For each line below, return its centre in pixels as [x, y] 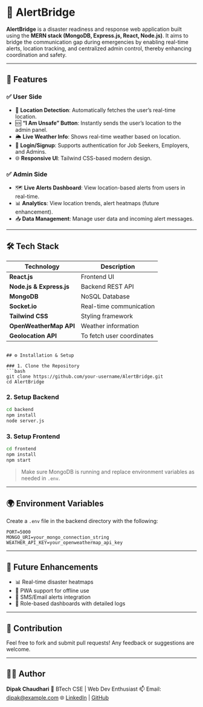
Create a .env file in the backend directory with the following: [82, 521]
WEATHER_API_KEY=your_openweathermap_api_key [64, 543]
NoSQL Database [105, 296]
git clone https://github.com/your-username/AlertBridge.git [85, 377]
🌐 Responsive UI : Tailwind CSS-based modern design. [83, 158]
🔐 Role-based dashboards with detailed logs [70, 603]
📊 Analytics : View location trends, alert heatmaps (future [87, 203]
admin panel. [31, 130]
